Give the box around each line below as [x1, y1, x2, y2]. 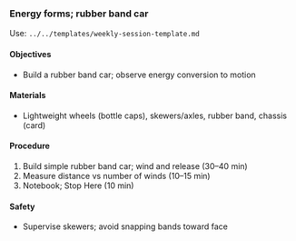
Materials [9, 90, 46, 101]
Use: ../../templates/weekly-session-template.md [9, 28, 200, 39]
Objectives [9, 48, 52, 59]
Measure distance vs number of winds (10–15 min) [22, 170, 211, 181]
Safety [9, 201, 35, 212]
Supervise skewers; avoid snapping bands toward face [22, 221, 229, 232]
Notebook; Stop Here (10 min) [22, 180, 134, 191]
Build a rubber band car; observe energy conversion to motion [22, 69, 256, 80]
